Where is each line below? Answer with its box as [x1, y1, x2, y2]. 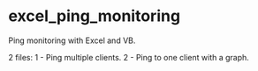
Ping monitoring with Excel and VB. [8, 35, 136, 46]
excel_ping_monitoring [8, 6, 181, 26]
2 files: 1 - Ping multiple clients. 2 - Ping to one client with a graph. [8, 52, 249, 62]
